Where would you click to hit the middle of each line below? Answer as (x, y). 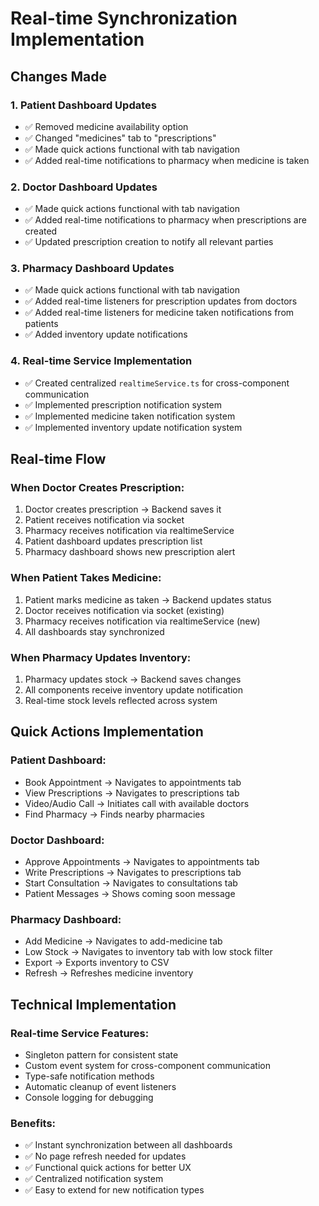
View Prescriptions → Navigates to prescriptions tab (132, 793)
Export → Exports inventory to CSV (97, 963)
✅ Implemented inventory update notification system (133, 427)
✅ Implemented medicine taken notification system (130, 416)
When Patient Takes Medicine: (86, 578)
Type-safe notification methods (89, 1076)
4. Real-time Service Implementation (101, 361)
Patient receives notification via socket (104, 520)
